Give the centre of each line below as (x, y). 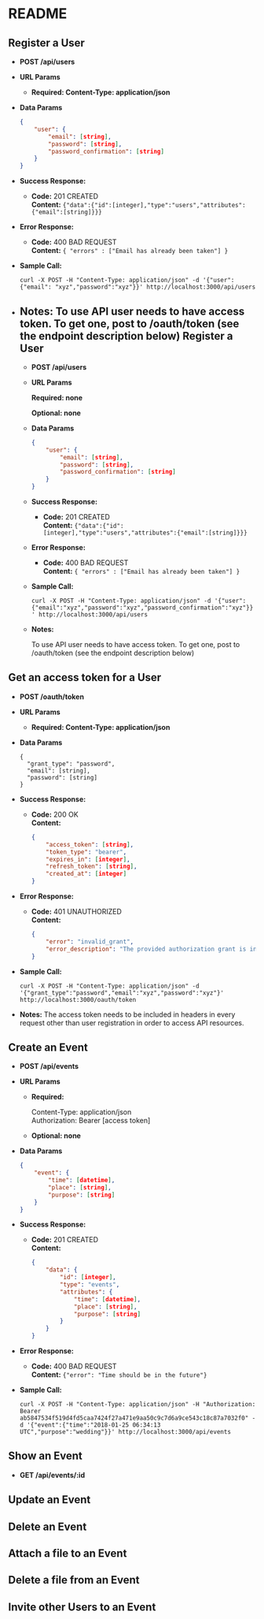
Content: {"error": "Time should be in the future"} (119, 1375)
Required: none (57, 397)
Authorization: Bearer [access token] (91, 1121)
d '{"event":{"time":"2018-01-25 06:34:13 (90, 1425)
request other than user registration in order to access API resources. (132, 1022)
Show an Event (45, 1456)
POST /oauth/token (52, 696)
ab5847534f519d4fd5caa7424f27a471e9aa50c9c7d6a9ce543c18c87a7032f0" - (137, 1418)
